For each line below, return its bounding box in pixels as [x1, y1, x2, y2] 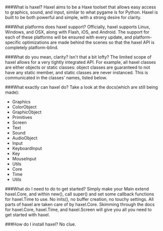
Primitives [12, 115, 33, 120]
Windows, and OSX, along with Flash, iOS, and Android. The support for [5, 29, 150, 35]
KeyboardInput [12, 146, 42, 151]
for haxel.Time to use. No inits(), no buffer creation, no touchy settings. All [5, 196, 154, 202]
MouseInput [12, 156, 37, 161]
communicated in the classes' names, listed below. [5, 75, 107, 80]
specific [5, 39, 21, 45]
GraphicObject [12, 109, 42, 115]
